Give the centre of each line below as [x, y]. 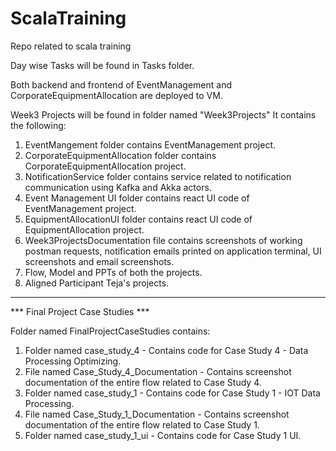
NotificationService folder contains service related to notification [158, 176]
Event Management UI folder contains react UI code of [137, 198]
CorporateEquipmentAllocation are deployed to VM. [116, 95]
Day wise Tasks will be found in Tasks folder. [102, 65]
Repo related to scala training [71, 46]
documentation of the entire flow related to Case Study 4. [143, 382]
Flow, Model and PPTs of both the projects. [113, 272]
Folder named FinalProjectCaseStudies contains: [110, 331]
